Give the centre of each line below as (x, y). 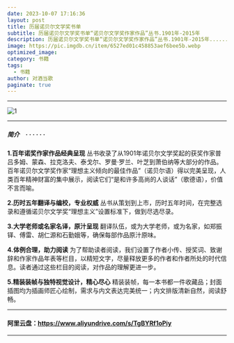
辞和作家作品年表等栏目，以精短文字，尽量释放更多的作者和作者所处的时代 (114, 259)
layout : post (26, 20)
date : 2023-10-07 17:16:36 (46, 14)
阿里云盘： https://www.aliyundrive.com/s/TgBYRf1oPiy (89, 323)
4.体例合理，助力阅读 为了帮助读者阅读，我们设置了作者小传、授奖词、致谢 (115, 250)
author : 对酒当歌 (30, 78)
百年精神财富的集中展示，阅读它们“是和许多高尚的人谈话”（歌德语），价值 (118, 180)
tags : (15, 65)
